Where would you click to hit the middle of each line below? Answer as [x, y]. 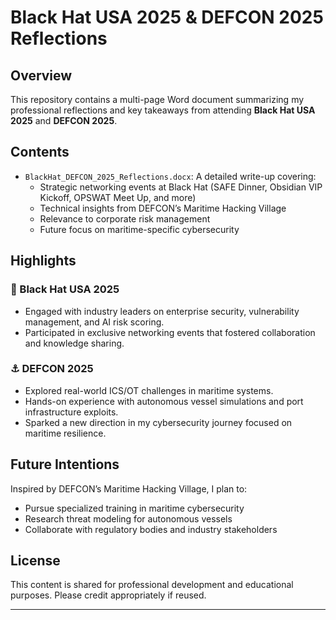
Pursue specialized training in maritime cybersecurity [134, 508]
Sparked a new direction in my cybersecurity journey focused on [158, 422]
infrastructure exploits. [71, 412]
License [35, 560]
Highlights [43, 261]
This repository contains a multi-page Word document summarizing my [157, 99]
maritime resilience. [65, 433]
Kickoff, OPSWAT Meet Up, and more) [118, 197]
